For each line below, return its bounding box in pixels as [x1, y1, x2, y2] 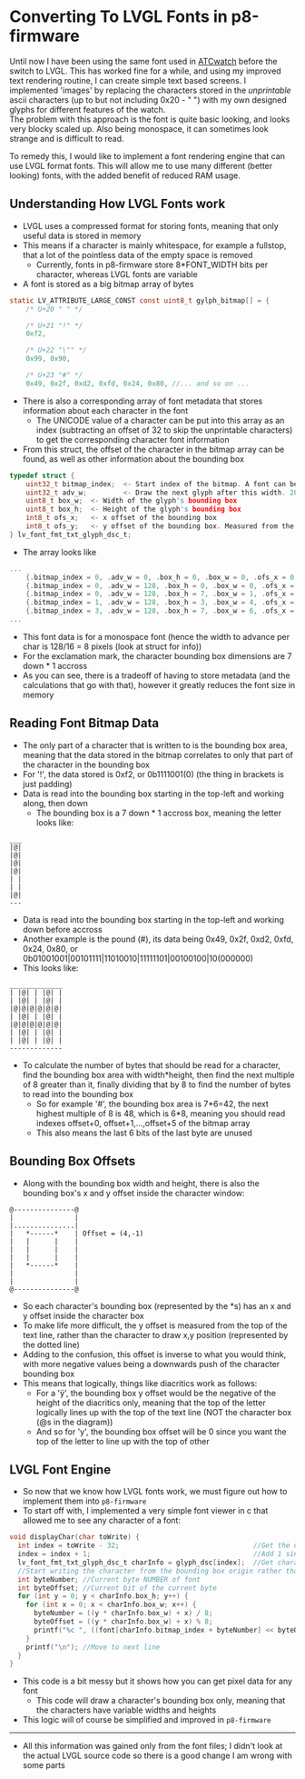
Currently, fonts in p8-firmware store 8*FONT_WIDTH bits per [35, 259, 269, 270]
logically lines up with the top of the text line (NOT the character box [35, 1406, 292, 1417]
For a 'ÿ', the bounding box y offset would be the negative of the [35, 1387, 277, 1398]
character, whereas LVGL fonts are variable [35, 268, 198, 279]
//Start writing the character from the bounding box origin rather [17, 1566, 282, 1575]
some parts [22, 1760, 65, 1771]
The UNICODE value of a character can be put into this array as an [35, 415, 285, 425]
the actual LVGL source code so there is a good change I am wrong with [22, 1750, 292, 1761]
